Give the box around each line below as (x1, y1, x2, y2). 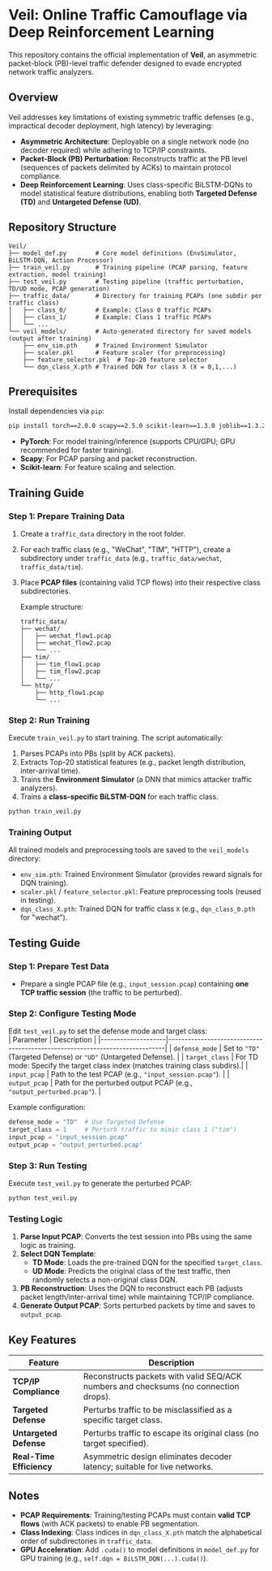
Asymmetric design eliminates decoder (83, 1451, 232, 1462)
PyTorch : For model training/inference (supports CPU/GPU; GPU (19, 437, 236, 447)
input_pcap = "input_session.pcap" (8, 1133, 129, 1142)
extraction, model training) (8, 270, 107, 278)
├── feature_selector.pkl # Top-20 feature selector (23, 356, 208, 364)
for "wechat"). (19, 913, 68, 922)
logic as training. (19, 1241, 76, 1250)
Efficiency (12, 1461, 53, 1473)
